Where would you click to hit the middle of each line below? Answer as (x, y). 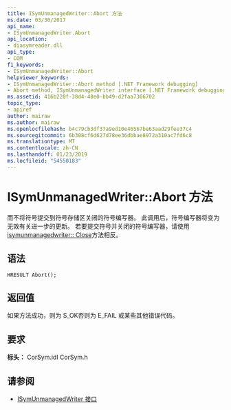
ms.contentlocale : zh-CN (43, 148)
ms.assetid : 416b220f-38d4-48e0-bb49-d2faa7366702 (81, 97)
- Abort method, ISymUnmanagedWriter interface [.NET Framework (101, 90)
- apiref (20, 110)
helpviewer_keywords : (38, 78)
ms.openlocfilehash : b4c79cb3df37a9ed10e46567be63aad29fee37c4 (100, 129)
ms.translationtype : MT (41, 142)
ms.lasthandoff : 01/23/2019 (47, 155)
